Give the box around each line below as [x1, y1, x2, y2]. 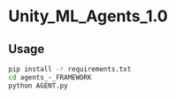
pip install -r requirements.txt [8, 65, 132, 73]
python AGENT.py [8, 81, 68, 90]
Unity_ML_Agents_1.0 [8, 6, 169, 27]
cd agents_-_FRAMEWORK [8, 72, 92, 81]
